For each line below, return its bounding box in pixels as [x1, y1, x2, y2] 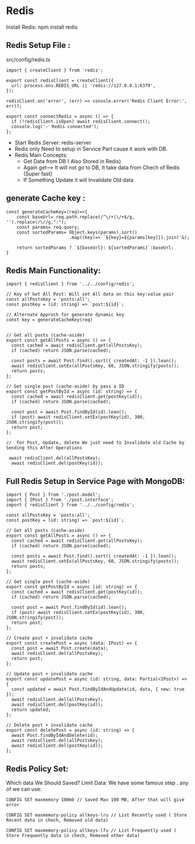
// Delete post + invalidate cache [6, 722, 93, 728]
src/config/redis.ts [6, 56, 51, 63]
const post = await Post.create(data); [11, 646, 109, 651]
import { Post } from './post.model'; [6, 492, 101, 498]
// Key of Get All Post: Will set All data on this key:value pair [6, 291, 175, 297]
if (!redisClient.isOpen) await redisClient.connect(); [11, 118, 150, 124]
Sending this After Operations [6, 445, 83, 451]
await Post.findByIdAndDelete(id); [11, 733, 98, 739]
